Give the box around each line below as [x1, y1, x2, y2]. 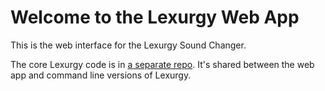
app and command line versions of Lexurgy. [10, 69, 192, 81]
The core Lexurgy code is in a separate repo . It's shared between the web [10, 58, 315, 70]
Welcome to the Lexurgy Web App [10, 6, 300, 29]
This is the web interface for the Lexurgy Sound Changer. [10, 39, 247, 51]
